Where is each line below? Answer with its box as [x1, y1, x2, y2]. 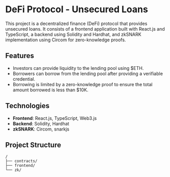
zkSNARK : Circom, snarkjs [12, 126, 70, 132]
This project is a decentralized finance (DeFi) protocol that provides [5, 20, 148, 27]
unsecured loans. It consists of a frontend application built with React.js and [5, 26, 165, 32]
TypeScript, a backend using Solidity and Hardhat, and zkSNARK [5, 31, 141, 37]
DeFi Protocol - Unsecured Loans [5, 4, 148, 15]
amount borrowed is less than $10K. [12, 87, 88, 93]
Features [5, 52, 34, 60]
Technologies [5, 102, 50, 110]
